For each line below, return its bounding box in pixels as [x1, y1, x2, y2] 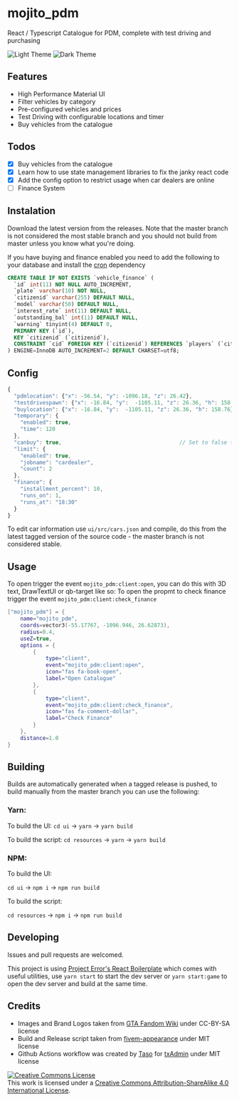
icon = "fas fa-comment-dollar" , [45, 708, 139, 715]
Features [7, 71, 48, 83]
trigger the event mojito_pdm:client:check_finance [7, 594, 157, 604]
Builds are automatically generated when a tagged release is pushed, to [7, 780, 218, 788]
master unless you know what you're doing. [7, 239, 135, 248]
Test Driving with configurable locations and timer [17, 112, 164, 121]
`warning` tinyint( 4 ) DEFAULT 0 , [14, 320, 113, 328]
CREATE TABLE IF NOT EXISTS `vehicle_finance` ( [7, 274, 154, 281]
